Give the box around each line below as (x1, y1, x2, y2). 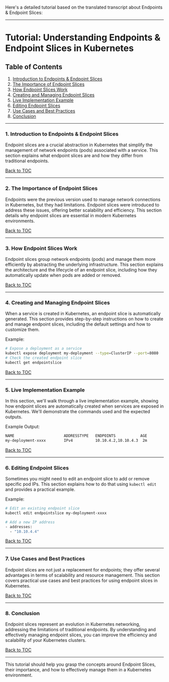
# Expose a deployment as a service (5, 346, 82, 351)
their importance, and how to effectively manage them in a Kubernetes (5, 667, 152, 672)
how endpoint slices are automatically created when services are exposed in (5, 403, 164, 409)
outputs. (5, 414, 23, 420)
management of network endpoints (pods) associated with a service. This (5, 147, 158, 153)
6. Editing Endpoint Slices (5, 464, 69, 471)
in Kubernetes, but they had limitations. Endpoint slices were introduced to (5, 202, 159, 208)
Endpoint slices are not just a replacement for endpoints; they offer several (5, 566, 160, 572)
